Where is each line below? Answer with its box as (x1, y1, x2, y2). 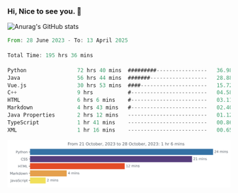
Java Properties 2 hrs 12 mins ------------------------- (7, 112, 208, 119)
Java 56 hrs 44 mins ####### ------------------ (7, 74, 208, 81)
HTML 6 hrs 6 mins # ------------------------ (7, 97, 208, 104)
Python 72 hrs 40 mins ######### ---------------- (7, 66, 208, 74)
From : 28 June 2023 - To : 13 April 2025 (7, 37, 129, 45)
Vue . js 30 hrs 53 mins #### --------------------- (7, 81, 208, 89)
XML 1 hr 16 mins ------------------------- (7, 127, 208, 134)
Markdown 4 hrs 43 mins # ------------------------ (7, 104, 208, 112)
